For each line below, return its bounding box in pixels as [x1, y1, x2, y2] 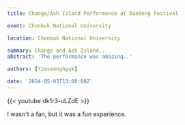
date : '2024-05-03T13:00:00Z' [7, 78, 94, 85]
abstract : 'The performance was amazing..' [7, 53, 133, 60]
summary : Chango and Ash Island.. [7, 47, 106, 54]
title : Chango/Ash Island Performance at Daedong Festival [7, 10, 179, 17]
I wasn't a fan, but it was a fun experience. [7, 110, 127, 118]
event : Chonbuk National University [7, 22, 111, 29]
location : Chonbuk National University [7, 35, 121, 42]
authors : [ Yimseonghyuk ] [7, 66, 78, 72]
